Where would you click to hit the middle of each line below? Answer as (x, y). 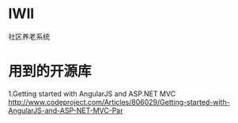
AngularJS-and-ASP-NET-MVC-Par (66, 110)
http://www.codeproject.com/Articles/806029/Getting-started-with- (119, 102)
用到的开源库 (50, 71)
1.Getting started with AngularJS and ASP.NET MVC (92, 93)
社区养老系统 (29, 36)
